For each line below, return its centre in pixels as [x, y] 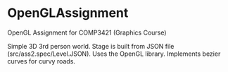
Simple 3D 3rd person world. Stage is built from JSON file [91, 46]
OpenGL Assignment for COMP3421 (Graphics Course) [87, 32]
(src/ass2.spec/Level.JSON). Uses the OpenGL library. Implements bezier [114, 54]
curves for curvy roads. [42, 61]
